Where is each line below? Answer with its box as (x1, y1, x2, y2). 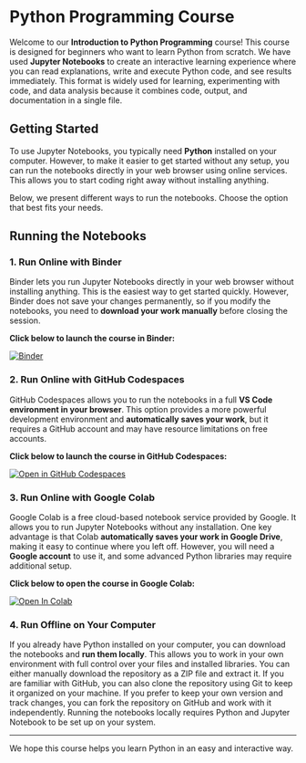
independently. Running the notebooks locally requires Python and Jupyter (9, 707, 291, 718)
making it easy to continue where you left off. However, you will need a (9, 541, 275, 552)
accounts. (9, 433, 47, 444)
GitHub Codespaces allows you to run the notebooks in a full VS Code (9, 394, 273, 405)
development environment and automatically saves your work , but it (9, 413, 269, 424)
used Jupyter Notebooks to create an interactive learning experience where (9, 56, 297, 67)
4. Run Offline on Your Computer (9, 618, 157, 631)
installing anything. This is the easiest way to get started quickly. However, (9, 286, 290, 298)
